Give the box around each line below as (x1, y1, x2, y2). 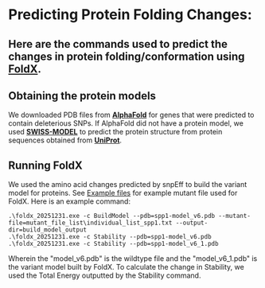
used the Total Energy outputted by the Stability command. (8, 270, 201, 280)
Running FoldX (8, 158, 84, 172)
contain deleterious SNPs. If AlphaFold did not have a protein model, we (8, 119, 244, 128)
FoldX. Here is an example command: (8, 197, 131, 206)
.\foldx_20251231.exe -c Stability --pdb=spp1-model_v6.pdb (8, 233, 212, 241)
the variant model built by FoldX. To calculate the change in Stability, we (8, 263, 244, 272)
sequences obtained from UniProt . (8, 135, 122, 145)
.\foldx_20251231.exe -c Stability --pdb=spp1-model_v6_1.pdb (8, 240, 219, 248)
